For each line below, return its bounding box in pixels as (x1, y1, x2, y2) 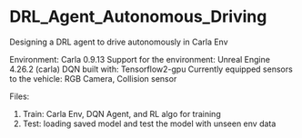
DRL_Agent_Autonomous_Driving (9, 6, 267, 27)
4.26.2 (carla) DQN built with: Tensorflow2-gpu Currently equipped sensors (9, 64, 293, 74)
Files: (9, 91, 30, 102)
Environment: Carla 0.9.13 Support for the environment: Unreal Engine (9, 54, 271, 64)
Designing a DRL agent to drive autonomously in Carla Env (9, 36, 229, 47)
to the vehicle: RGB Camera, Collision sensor (9, 73, 177, 84)
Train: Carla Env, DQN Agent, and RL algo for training (22, 108, 221, 119)
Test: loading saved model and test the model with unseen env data (22, 118, 277, 129)
